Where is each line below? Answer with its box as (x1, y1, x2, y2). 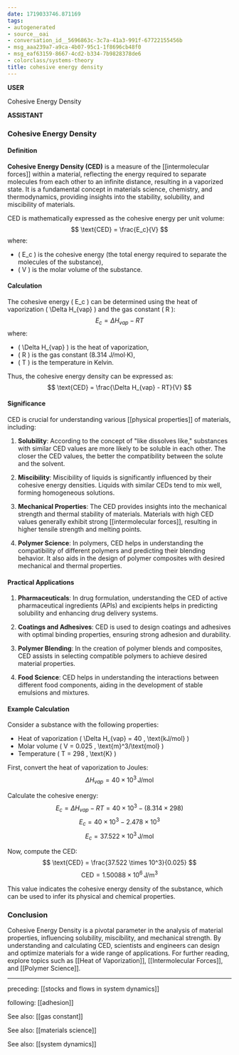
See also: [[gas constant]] (7, 1012, 83, 1021)
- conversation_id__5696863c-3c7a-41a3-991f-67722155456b (7, 37, 183, 44)
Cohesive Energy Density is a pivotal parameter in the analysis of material (7, 926, 223, 935)
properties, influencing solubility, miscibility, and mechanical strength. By (7, 934, 222, 942)
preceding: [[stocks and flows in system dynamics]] (7, 984, 160, 993)
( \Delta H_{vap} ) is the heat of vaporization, (17, 343, 149, 351)
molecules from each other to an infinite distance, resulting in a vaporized (7, 177, 224, 186)
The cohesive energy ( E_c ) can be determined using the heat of (7, 297, 198, 306)
